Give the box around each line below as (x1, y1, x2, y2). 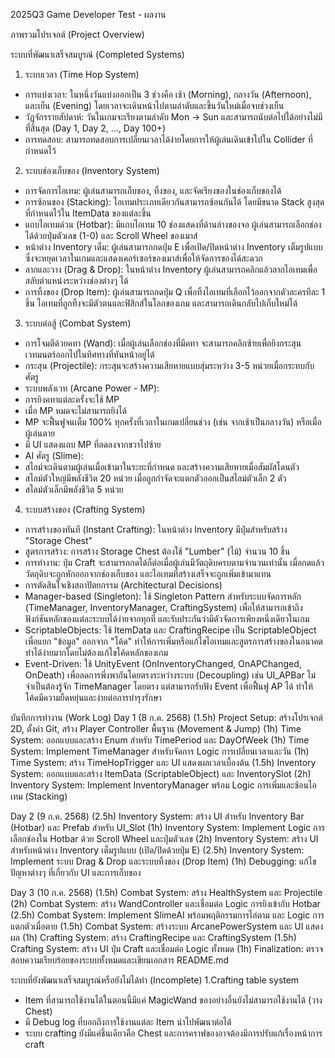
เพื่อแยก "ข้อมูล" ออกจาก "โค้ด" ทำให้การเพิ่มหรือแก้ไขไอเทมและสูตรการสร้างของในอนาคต (24, 635, 323, 647)
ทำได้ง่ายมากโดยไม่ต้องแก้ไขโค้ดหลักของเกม (24, 647, 169, 658)
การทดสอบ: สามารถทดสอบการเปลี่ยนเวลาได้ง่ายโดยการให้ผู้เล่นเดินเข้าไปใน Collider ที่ (24, 134, 313, 145)
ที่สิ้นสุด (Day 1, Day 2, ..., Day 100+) (24, 122, 167, 134)
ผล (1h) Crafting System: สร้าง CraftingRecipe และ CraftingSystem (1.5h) (10, 932, 297, 943)
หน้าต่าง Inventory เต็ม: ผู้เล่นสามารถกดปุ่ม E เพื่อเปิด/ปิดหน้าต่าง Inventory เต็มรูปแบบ (24, 241, 323, 253)
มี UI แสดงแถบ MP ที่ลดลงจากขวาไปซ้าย (24, 439, 162, 450)
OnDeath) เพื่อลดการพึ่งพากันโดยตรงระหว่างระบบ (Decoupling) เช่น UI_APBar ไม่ (24, 669, 317, 681)
